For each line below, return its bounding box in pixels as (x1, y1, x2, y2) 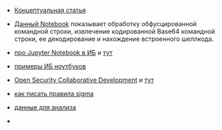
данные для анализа (13, 103, 77, 112)
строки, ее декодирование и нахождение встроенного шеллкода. (13, 35, 214, 43)
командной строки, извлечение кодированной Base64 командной (13, 28, 216, 35)
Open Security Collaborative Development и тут (13, 76, 155, 84)
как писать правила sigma (13, 90, 94, 97)
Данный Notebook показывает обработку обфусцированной (13, 20, 197, 28)
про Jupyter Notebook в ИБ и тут (13, 49, 113, 57)
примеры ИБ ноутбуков (13, 62, 87, 70)
